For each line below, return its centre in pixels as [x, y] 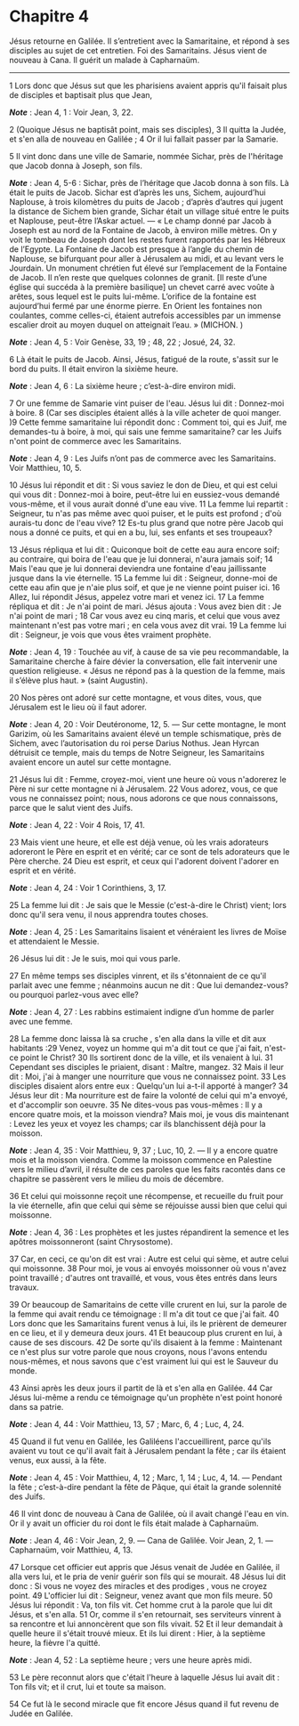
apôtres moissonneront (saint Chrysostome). [91, 1241]
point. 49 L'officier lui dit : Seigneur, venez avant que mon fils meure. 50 [141, 1595]
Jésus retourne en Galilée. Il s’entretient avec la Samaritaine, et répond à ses [149, 41]
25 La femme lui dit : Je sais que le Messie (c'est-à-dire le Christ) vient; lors [148, 904]
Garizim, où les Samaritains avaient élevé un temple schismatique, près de [145, 733]
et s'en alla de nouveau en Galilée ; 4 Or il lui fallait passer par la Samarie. [144, 139]
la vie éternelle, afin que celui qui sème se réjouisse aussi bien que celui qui [148, 1205]
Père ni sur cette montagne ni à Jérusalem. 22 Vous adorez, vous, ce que [144, 789]
